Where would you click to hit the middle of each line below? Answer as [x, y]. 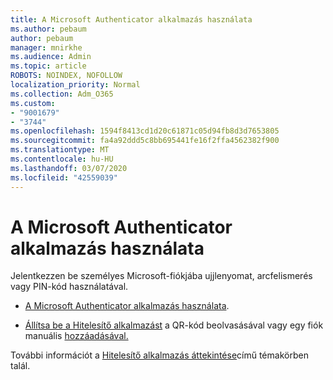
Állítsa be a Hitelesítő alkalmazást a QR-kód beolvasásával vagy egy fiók [174, 325]
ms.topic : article [48, 66]
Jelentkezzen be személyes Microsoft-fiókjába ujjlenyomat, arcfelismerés [161, 276]
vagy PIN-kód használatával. [69, 287]
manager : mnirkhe [46, 47]
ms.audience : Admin [51, 57]
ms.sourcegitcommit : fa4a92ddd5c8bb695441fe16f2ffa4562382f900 [145, 141]
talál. [20, 366]
